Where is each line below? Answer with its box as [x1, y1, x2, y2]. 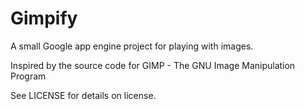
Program [10, 70, 47, 82]
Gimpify [10, 7, 78, 30]
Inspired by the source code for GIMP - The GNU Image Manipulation [10, 59, 296, 71]
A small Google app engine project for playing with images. [10, 40, 254, 52]
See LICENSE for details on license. [10, 89, 157, 101]
